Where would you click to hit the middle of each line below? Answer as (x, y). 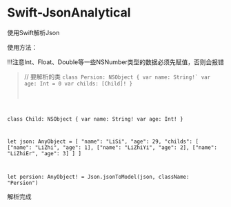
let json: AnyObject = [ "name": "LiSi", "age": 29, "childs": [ (103, 141)
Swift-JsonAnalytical (69, 13)
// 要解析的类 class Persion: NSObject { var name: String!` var (117, 77)
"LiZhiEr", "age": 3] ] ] (44, 153)
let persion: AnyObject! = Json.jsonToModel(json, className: (98, 177)
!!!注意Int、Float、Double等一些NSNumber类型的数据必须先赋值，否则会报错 (115, 62)
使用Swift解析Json (33, 32)
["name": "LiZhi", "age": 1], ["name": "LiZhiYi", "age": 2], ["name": (112, 147)
